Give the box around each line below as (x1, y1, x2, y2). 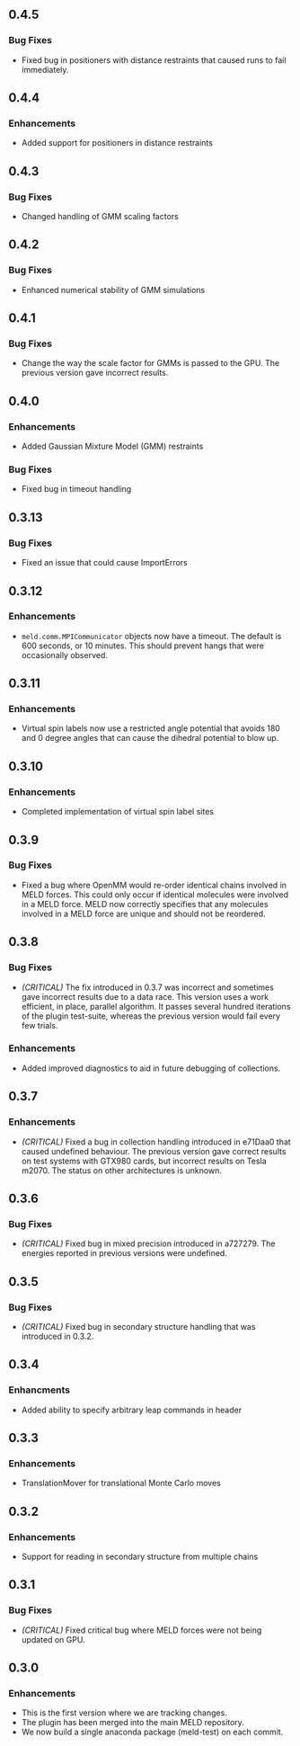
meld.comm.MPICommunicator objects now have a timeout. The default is (21, 630, 282, 641)
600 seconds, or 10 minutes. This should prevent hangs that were (21, 640, 264, 651)
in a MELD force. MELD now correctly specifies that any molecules (21, 898, 269, 909)
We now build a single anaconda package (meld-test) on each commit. (21, 1726, 284, 1738)
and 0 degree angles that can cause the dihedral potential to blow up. (21, 733, 279, 744)
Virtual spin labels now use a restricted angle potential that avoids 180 (21, 723, 280, 734)
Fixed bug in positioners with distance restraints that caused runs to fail (21, 54, 287, 66)
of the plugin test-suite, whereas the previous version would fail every (21, 1011, 280, 1021)
